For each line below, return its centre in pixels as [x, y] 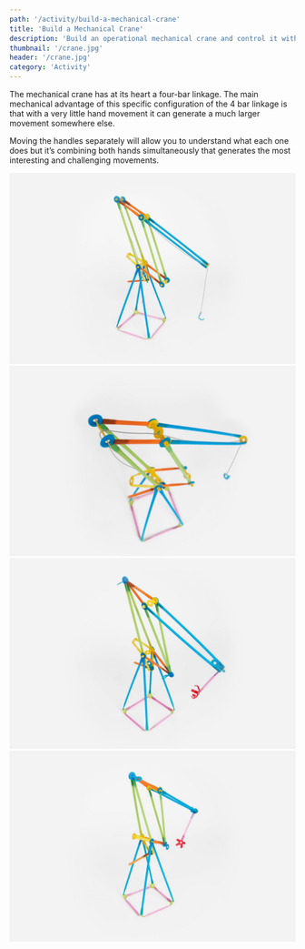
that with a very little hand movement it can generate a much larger [135, 113]
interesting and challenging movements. [84, 160]
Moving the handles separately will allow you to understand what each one [149, 141]
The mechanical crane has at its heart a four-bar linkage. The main [134, 94]
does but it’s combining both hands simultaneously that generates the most [150, 151]
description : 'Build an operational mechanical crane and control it [144, 38]
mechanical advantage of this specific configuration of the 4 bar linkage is [148, 104]
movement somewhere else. [62, 123]
